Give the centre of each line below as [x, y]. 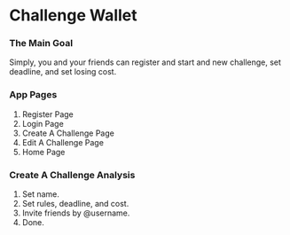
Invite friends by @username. [76, 213]
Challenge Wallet [73, 16]
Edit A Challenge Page [63, 142]
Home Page [43, 152]
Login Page [43, 123]
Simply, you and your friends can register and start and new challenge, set [145, 62]
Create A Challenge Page [68, 133]
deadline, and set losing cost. [63, 72]
